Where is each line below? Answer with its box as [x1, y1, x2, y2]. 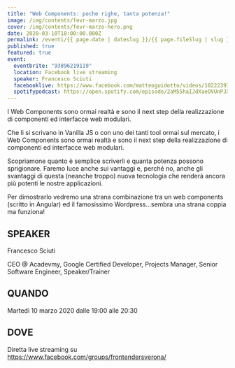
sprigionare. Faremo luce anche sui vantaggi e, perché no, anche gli [7, 164, 204, 173]
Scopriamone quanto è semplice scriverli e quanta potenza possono [7, 157, 204, 165]
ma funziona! [7, 208, 45, 216]
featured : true [7, 50, 52, 57]
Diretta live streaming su [7, 345, 78, 353]
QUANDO [7, 288, 49, 299]
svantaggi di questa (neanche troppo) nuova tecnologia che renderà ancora [7, 172, 226, 181]
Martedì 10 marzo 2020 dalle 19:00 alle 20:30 [7, 306, 138, 315]
